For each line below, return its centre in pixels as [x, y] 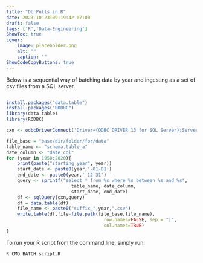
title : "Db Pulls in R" [36, 12]
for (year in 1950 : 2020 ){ [39, 158]
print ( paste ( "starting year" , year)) [65, 164]
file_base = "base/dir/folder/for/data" [58, 141]
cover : [14, 40]
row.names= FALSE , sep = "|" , [140, 220]
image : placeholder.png [47, 46]
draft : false [23, 23]
